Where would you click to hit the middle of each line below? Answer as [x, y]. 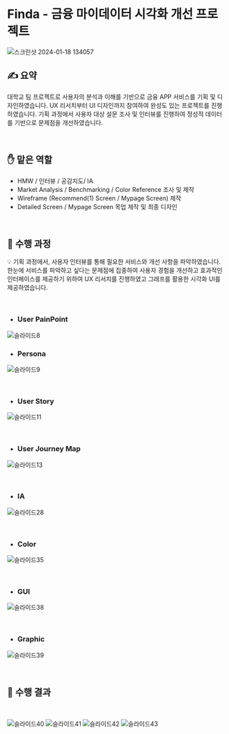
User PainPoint [42, 320]
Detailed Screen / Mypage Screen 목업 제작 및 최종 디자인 [97, 206]
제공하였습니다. [28, 288]
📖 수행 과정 [29, 243]
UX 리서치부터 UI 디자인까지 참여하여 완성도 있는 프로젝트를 [129, 105]
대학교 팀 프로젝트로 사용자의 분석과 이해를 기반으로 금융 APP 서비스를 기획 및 [111, 97]
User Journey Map [49, 449]
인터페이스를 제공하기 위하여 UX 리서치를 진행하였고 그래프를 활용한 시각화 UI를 [114, 279]
